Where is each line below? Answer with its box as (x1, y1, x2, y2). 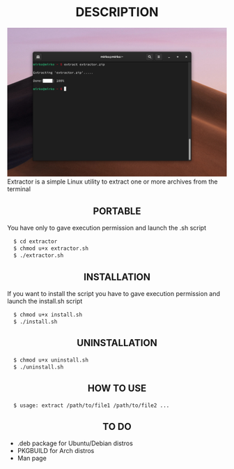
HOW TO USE (87, 382, 147, 394)
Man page (17, 454, 47, 463)
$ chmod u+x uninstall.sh (13, 357, 89, 364)
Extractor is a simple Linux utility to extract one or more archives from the (7, 177, 218, 186)
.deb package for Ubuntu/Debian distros (17, 439, 134, 447)
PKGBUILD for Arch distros (17, 447, 95, 455)
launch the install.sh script (7, 297, 83, 305)
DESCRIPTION (75, 4, 159, 20)
